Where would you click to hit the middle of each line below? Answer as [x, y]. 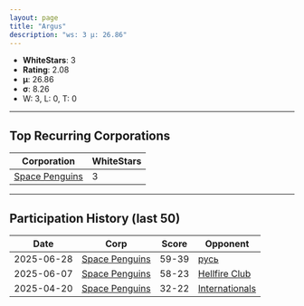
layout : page [34, 18]
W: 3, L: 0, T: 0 [49, 99]
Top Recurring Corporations [90, 135]
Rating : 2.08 [46, 70]
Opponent [227, 244]
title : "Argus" [38, 26]
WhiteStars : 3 [49, 61]
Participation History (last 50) [95, 218]
